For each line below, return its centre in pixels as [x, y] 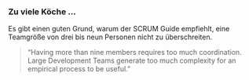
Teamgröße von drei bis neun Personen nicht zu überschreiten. [110, 37]
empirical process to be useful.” [79, 69]
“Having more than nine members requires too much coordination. [134, 53]
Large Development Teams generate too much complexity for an [132, 60]
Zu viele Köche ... [42, 12]
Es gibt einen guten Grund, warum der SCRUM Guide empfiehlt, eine [119, 29]
